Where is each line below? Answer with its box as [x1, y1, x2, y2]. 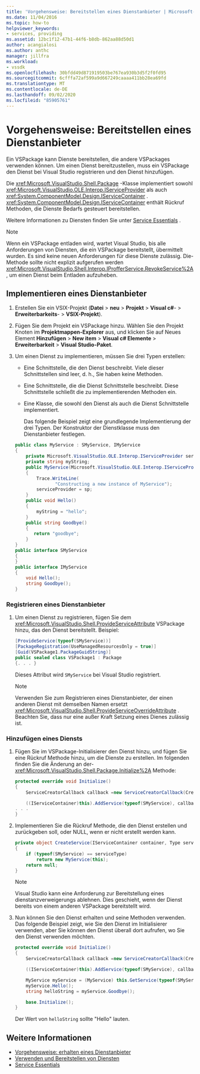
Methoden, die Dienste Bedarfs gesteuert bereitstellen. [6, 205, 141, 212]
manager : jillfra [6, 53, 49, 59]
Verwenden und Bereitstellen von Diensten [14, 1055, 120, 1062]
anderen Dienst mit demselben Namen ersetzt [14, 700, 128, 707]
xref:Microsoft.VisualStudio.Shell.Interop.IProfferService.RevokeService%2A [6, 265, 194, 272]
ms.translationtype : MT [6, 81, 65, 87]
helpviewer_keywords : [6, 25, 60, 32]
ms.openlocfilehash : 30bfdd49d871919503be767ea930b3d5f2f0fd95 [6, 70, 167, 76]
